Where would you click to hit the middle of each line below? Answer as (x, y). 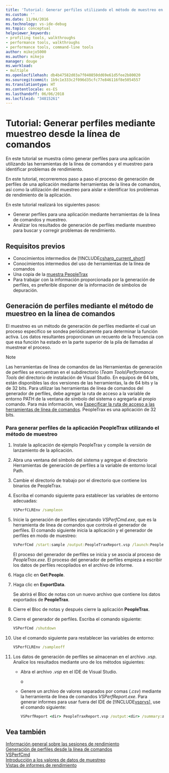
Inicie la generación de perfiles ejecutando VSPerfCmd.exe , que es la (85, 520)
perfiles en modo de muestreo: (45, 536)
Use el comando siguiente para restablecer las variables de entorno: (83, 637)
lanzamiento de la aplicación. (43, 450)
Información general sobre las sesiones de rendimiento (63, 744)
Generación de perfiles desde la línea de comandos (59, 749)
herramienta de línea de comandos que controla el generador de (80, 525)
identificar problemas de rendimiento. (44, 169)
